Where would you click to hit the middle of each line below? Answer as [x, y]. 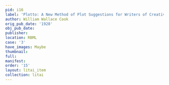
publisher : [17, 33]
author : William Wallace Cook [37, 19]
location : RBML [21, 38]
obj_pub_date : [20, 28]
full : [11, 56]
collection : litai [24, 75]
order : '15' [18, 65]
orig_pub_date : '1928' [29, 24]
